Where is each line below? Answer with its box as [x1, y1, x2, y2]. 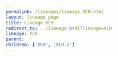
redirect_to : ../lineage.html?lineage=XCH [5, 25, 112, 31]
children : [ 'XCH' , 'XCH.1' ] [5, 42, 75, 48]
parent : [5, 36, 25, 42]
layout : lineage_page [5, 14, 59, 20]
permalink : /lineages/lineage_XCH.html [5, 8, 104, 15]
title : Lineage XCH [5, 20, 54, 26]
